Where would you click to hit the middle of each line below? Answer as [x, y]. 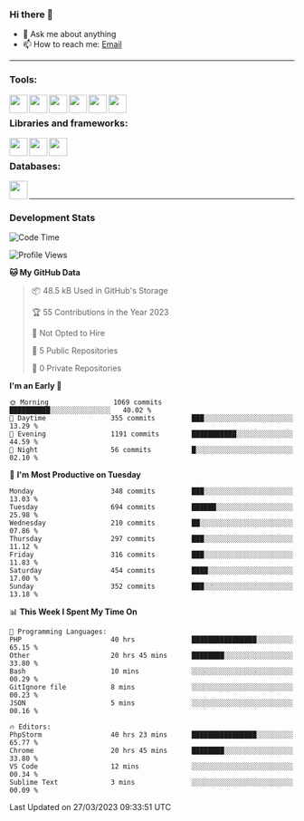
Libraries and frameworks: [69, 123]
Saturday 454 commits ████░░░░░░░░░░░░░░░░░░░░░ [152, 571]
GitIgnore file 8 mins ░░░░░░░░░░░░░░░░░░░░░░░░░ [152, 688]
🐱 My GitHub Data [45, 273]
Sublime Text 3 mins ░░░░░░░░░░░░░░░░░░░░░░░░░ [152, 783]
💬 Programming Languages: [58, 632]
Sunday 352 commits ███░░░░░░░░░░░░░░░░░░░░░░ [152, 587]
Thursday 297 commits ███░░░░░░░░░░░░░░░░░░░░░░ [152, 539]
